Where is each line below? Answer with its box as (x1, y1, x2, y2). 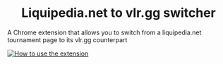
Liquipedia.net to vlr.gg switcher (20, 5, 217, 21)
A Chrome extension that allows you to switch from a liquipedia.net (7, 28, 202, 37)
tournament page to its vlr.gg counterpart (7, 35, 128, 44)
